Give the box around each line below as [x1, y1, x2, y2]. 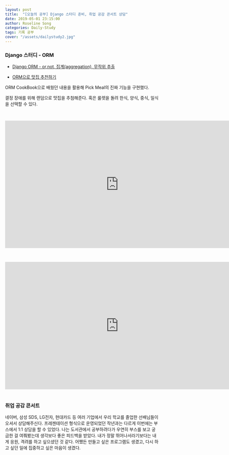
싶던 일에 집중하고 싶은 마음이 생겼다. [10, 445, 81, 451]
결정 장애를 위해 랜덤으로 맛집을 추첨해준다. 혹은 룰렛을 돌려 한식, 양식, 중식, [5, 95, 150, 101]
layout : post [5, 7, 32, 12]
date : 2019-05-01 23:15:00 [5, 16, 60, 21]
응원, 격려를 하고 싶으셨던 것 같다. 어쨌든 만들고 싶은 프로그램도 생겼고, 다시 [10, 439, 154, 445]
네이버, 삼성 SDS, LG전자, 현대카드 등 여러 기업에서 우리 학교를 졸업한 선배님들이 [5, 414, 159, 420]
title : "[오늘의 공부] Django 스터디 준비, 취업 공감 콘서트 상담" [5, 12, 128, 17]
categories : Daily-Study [5, 25, 56, 30]
